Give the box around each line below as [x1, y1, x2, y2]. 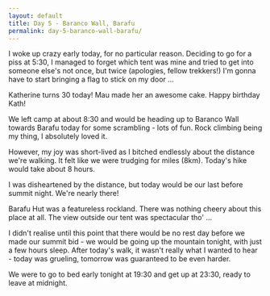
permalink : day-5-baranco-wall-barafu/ [8, 27, 143, 35]
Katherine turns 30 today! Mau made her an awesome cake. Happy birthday [8, 90, 260, 100]
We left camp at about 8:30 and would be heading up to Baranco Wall [8, 115, 239, 124]
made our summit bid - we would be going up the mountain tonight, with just [8, 237, 262, 247]
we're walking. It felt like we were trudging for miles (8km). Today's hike [8, 156, 247, 165]
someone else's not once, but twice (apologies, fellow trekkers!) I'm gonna [8, 66, 256, 76]
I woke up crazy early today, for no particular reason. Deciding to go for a [8, 49, 252, 59]
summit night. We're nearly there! [8, 189, 119, 198]
